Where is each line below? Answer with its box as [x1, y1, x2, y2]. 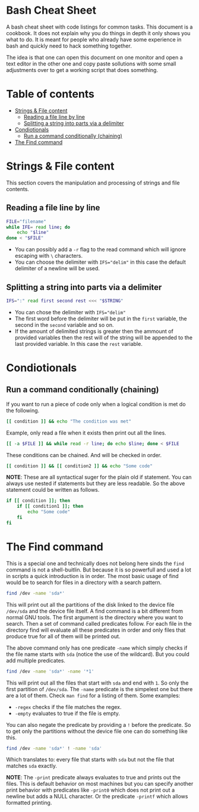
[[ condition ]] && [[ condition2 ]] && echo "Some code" [6, 463, 153, 469]
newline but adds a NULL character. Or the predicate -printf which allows [6, 793, 188, 800]
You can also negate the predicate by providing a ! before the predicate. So [6, 721, 191, 728]
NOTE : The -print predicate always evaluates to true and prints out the [6, 774, 181, 781]
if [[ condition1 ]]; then [17, 504, 84, 510]
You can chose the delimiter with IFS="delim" [14, 308, 126, 316]
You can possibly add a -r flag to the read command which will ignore [14, 246, 186, 253]
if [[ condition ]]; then [6, 498, 70, 504]
